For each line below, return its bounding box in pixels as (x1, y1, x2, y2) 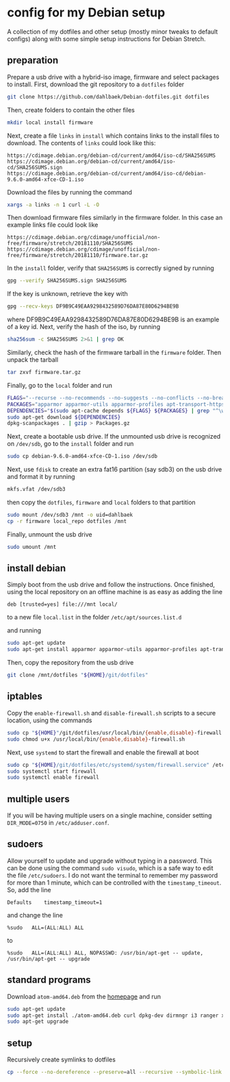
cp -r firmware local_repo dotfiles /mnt (7, 517, 127, 525)
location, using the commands (7, 716, 92, 724)
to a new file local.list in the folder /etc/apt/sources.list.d (7, 613, 182, 622)
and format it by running (7, 473, 75, 481)
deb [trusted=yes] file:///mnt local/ (7, 601, 118, 608)
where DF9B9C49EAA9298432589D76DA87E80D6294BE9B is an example (7, 315, 220, 323)
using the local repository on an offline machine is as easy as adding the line (7, 588, 223, 596)
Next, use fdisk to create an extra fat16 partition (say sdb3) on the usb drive (7, 465, 222, 474)
